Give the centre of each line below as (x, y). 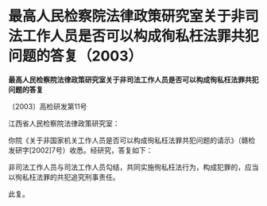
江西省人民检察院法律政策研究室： (64, 123)
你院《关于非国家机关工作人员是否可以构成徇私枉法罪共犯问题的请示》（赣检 (132, 140)
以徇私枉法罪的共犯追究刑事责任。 (64, 177)
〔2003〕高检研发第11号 (48, 106)
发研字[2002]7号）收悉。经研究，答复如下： (81, 150)
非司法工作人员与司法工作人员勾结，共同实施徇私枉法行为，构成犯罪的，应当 (133, 167)
